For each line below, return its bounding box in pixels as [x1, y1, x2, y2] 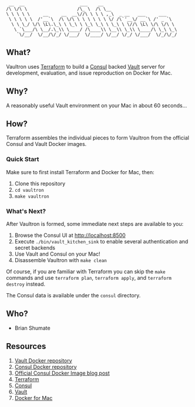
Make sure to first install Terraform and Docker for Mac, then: [6, 168, 154, 175]
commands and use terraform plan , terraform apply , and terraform [6, 274, 172, 281]
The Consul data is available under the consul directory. [6, 292, 141, 299]
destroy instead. [6, 280, 46, 288]
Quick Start [6, 155, 39, 164]
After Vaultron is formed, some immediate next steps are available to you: [6, 221, 184, 228]
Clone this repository [14, 180, 66, 187]
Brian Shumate [14, 324, 51, 331]
